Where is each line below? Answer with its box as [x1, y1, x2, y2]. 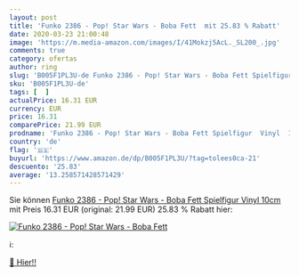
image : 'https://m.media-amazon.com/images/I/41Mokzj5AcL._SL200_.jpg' [9, 37, 280, 47]
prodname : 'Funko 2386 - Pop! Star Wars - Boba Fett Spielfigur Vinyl [9, 129, 280, 138]
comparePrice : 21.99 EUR [9, 121, 101, 130]
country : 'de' [9, 137, 62, 146]
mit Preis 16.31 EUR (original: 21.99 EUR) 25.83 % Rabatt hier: [9, 204, 233, 215]
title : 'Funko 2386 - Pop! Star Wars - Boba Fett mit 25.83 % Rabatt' [9, 21, 280, 30]
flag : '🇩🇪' [9, 145, 53, 154]
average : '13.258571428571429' [9, 170, 125, 179]
